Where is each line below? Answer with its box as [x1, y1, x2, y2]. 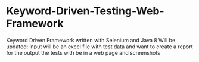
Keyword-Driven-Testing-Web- [6, 4, 165, 18]
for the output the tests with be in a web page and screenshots [6, 49, 161, 56]
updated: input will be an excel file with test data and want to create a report [6, 43, 193, 50]
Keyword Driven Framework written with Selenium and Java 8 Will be [6, 36, 176, 44]
